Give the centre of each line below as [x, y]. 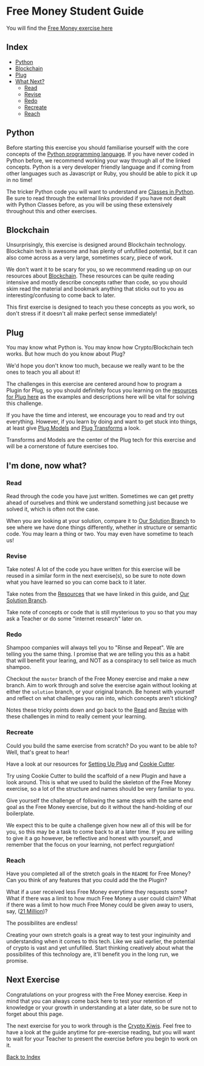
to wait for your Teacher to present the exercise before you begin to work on [102, 1039]
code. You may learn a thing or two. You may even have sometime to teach [100, 533]
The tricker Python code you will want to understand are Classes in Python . [100, 191]
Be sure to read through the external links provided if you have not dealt [96, 198]
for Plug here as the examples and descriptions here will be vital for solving [100, 397]
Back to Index [23, 1057]
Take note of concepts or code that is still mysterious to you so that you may [102, 612]
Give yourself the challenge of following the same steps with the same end [100, 800]
